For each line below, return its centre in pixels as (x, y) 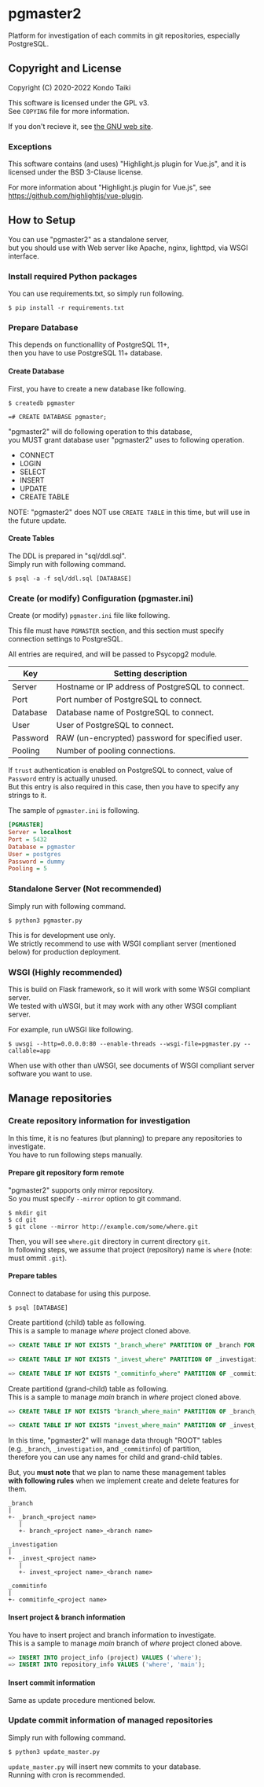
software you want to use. (50, 1073)
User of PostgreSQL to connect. (115, 726)
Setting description (150, 674)
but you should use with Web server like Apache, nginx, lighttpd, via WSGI (128, 248)
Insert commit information (52, 1682)
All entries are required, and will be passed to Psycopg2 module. (113, 654)
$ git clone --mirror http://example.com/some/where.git (103, 1226)
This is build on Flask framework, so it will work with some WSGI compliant (129, 989)
